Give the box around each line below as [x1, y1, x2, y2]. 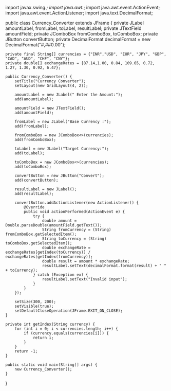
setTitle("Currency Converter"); [14, 79, 86, 84]
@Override [24, 205, 45, 210]
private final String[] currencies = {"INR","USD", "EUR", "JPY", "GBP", [5, 51, 167, 57]
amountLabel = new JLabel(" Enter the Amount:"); [14, 92, 123, 97]
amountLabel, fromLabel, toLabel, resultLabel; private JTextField [5, 25, 142, 31]
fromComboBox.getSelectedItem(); [5, 232, 77, 237]
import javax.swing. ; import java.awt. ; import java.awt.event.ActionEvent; [5, 5, 160, 10]
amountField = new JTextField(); [14, 105, 86, 111]
